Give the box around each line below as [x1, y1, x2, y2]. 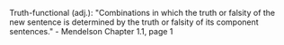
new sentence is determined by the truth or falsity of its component [9, 17, 259, 27]
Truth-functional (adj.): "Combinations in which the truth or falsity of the [9, 8, 276, 18]
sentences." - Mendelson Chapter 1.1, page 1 [9, 26, 173, 36]
